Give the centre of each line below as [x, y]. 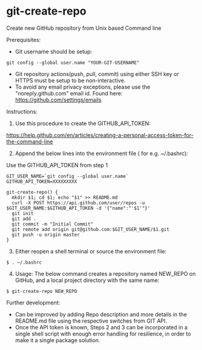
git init [23, 213]
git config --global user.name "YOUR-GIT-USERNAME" [73, 63]
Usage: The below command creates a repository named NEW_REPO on [105, 273]
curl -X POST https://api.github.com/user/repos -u [79, 203]
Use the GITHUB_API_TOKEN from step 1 [57, 165]
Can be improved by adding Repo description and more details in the [101, 314]
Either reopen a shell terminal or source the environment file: [91, 251]
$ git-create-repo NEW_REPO [42, 291]
